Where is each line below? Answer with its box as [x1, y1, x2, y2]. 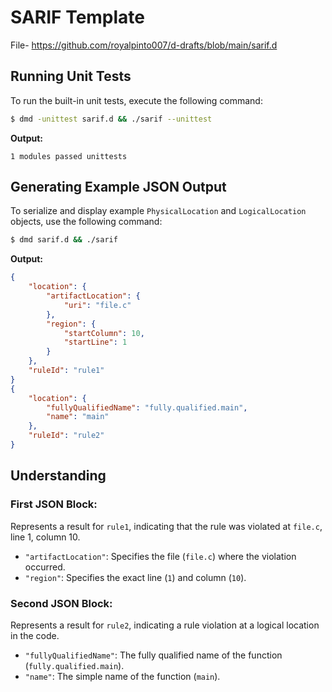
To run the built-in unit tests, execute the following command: [10, 94, 263, 106]
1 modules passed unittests [10, 151, 128, 161]
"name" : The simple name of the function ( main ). [24, 670, 221, 682]
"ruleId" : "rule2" [28, 431, 105, 441]
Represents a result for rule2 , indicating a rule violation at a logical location [10, 619, 320, 631]
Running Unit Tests [10, 68, 132, 85]
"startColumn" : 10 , [63, 328, 145, 338]
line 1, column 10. [10, 531, 81, 543]
